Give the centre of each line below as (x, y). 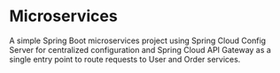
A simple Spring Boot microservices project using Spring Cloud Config (138, 40)
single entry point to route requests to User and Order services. (125, 59)
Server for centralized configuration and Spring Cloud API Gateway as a (140, 49)
